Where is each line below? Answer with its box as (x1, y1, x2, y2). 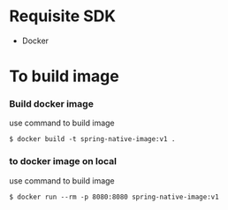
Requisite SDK (9, 6, 117, 26)
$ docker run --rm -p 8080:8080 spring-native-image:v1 (9, 192, 219, 201)
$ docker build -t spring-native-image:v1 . (9, 135, 176, 144)
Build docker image (9, 98, 95, 110)
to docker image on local (9, 155, 118, 168)
